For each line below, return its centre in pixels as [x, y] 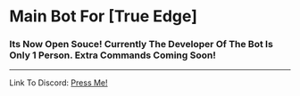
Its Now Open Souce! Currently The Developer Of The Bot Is [142, 44]
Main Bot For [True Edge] [104, 16]
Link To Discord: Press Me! [59, 83]
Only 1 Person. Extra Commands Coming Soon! [112, 55]
